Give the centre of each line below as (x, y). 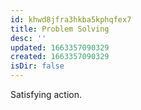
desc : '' (28, 38)
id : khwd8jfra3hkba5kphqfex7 (71, 19)
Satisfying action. (46, 94)
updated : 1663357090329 (60, 47)
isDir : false (37, 66)
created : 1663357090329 (60, 57)
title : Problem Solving (60, 29)
